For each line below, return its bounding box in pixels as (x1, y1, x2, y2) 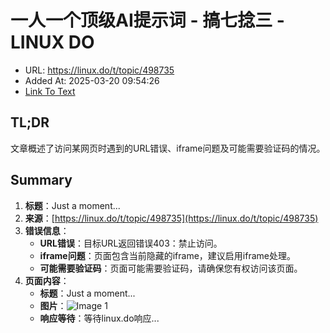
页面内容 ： (24, 274, 70, 286)
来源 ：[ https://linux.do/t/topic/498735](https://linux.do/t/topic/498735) (24, 212, 319, 224)
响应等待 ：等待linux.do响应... (39, 312, 160, 324)
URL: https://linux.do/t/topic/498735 (24, 64, 175, 76)
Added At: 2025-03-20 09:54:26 (24, 74, 160, 86)
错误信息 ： (24, 224, 70, 236)
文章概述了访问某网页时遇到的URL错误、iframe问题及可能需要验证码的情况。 (10, 142, 326, 154)
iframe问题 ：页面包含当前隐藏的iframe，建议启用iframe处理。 (39, 249, 296, 261)
